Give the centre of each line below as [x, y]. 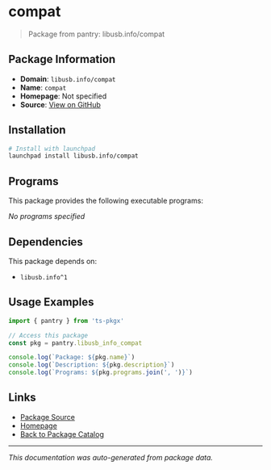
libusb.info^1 [44, 277]
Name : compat [43, 87]
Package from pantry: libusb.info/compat [96, 34]
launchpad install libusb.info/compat [73, 156]
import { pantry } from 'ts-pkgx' [67, 321]
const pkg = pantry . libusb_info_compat [75, 343]
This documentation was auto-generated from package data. [111, 457]
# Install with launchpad [52, 149]
